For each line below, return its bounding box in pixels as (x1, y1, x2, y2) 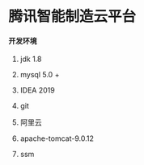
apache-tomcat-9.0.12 (19, 134, 95, 143)
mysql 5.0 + (19, 70, 60, 80)
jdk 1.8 (19, 54, 42, 64)
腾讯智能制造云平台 (8, 7, 137, 26)
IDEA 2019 (19, 85, 55, 95)
